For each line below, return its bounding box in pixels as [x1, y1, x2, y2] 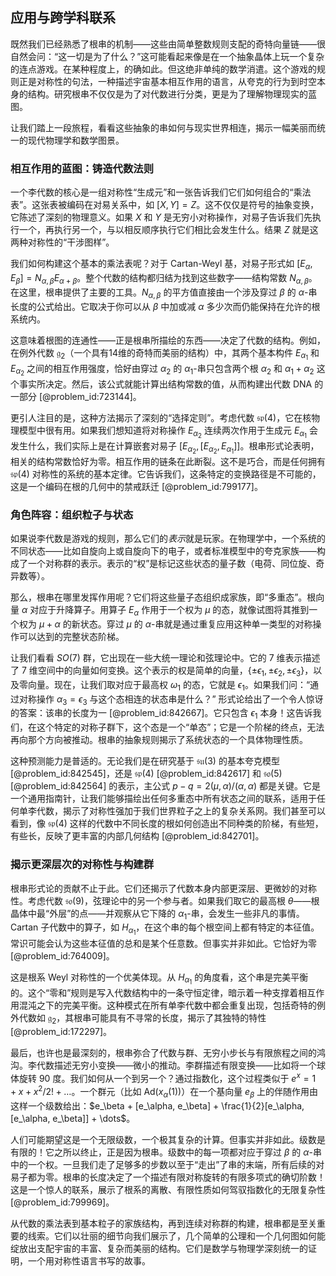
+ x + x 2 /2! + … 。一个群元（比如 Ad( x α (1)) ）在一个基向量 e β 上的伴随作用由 [10, 1084, 319, 1100]
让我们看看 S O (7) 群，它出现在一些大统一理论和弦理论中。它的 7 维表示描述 [10, 652, 321, 664]
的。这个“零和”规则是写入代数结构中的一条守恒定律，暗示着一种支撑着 [10, 986, 299, 998]
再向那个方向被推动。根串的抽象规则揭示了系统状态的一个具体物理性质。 [10, 734, 308, 746]
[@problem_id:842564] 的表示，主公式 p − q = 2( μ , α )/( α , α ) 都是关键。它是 [10, 780, 321, 792]
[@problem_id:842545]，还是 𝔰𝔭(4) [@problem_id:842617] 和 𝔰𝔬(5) [10, 768, 283, 780]
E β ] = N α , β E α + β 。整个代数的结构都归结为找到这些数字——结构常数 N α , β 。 [10, 271, 318, 286]
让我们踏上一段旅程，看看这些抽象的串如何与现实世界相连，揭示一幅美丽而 [10, 121, 317, 133]
